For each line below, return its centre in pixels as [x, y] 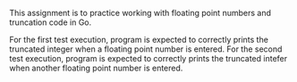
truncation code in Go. [51, 22]
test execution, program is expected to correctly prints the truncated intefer [148, 58]
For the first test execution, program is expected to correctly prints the [139, 40]
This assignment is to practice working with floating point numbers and [140, 13]
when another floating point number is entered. [96, 68]
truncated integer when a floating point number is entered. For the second [146, 49]
